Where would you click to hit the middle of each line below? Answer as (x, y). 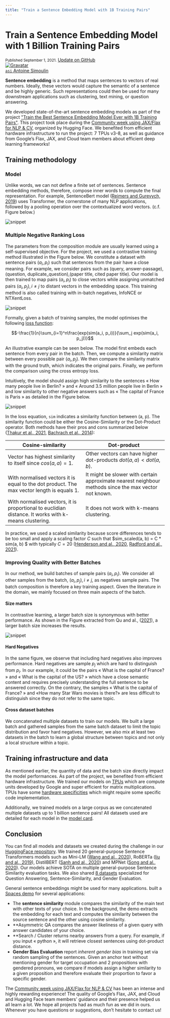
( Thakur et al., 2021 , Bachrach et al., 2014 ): (50, 432)
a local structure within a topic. (37, 743)
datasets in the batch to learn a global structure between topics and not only (85, 737)
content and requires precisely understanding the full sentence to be (77, 682)
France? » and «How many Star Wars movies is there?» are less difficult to (83, 693)
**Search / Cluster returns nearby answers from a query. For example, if (88, 936)
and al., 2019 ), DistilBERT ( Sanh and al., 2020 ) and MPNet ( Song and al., (80, 862)
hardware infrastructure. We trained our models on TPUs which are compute (85, 781)
